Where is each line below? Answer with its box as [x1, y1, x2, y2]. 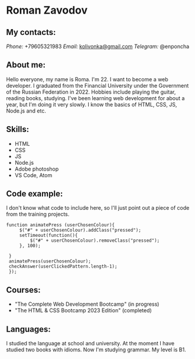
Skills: [6, 124, 30, 134]
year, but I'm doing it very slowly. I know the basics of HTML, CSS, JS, [6, 101, 177, 108]
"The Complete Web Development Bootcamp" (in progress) [14, 300, 160, 308]
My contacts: [6, 27, 56, 37]
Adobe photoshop [14, 165, 59, 172]
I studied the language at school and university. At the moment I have [6, 340, 175, 347]
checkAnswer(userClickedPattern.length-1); [8, 264, 118, 270]
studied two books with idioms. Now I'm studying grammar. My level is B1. [6, 346, 186, 353]
